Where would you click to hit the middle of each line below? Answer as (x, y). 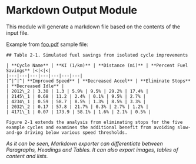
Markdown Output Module (72, 10)
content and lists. (27, 156)
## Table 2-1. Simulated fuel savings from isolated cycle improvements (97, 55)
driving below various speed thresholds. (76, 132)
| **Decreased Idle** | (35, 86)
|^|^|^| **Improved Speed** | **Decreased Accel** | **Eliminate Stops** (99, 81)
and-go (14, 132)
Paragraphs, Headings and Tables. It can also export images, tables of (92, 150)
